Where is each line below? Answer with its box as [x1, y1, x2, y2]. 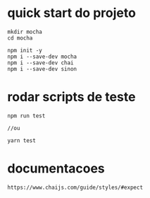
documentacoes [7, 161, 106, 177]
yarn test [7, 136, 37, 144]
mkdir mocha [7, 28, 42, 35]
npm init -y [7, 47, 42, 54]
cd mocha [7, 34, 33, 42]
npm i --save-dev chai [7, 59, 74, 66]
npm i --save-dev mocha [7, 53, 77, 60]
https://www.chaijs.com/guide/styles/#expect [7, 184, 143, 191]
